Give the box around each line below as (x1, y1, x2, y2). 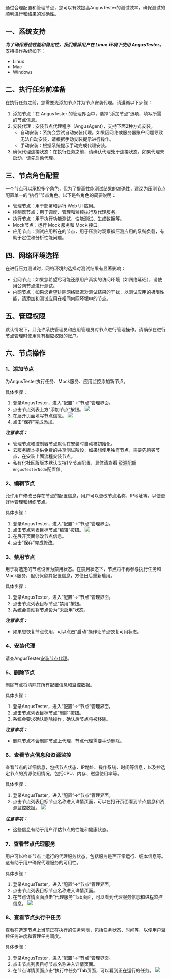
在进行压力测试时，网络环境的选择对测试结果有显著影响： (5, 265, 126, 271)
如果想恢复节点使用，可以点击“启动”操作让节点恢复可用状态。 (12, 629, 142, 635)
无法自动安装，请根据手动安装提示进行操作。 (20, 135, 115, 142)
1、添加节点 (5, 366, 34, 373)
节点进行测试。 (26, 283, 58, 289)
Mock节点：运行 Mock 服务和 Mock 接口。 (12, 222, 102, 228)
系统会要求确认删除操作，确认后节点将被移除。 (12, 716, 111, 722)
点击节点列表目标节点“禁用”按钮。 (12, 601, 84, 607)
